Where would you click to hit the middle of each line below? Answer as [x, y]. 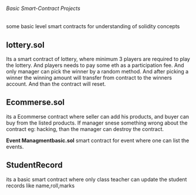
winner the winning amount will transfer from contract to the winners [89, 78]
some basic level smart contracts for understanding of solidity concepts [93, 26]
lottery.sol [26, 45]
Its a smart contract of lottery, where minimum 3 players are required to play [98, 59]
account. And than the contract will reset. [56, 84]
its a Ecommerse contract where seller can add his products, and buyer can [98, 116]
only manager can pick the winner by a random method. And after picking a [97, 72]
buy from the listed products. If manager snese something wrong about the [97, 123]
